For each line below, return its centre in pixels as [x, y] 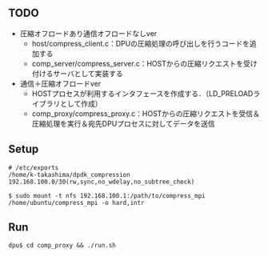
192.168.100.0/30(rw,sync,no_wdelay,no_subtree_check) [102, 182]
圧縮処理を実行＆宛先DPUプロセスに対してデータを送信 [123, 123]
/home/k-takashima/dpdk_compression [69, 175]
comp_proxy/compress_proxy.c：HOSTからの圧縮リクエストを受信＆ [146, 113]
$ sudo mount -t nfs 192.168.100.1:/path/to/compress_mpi [107, 195]
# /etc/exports [34, 167]
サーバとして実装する [88, 73]
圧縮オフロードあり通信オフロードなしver [88, 33]
